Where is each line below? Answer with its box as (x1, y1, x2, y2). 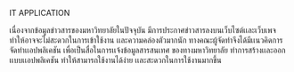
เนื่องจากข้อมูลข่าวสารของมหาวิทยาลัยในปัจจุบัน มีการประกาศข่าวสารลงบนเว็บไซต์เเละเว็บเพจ (9, 25, 276, 35)
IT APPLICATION (9, 8, 70, 18)
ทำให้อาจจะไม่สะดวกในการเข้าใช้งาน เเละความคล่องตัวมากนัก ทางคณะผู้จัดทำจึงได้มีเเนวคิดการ (9, 35, 283, 45)
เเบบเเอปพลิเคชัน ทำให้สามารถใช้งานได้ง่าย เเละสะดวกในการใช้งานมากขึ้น (9, 55, 222, 65)
